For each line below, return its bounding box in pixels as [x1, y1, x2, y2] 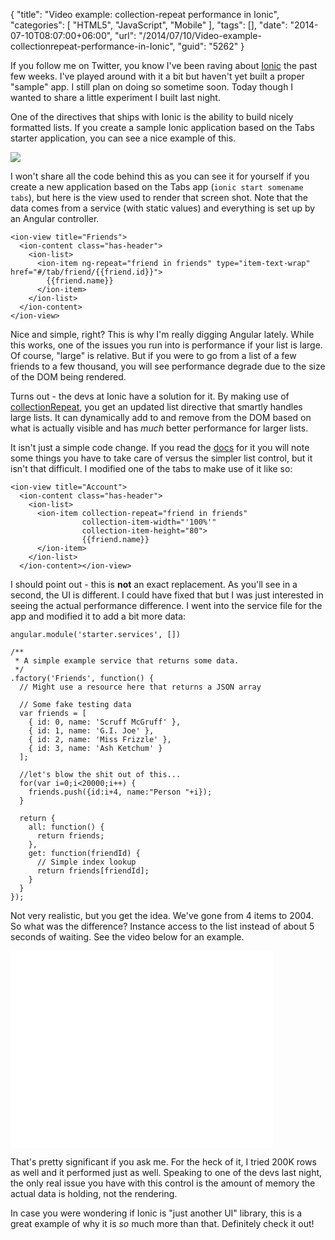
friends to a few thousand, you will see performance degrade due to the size [10, 360, 326, 372]
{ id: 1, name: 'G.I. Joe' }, [28, 726, 155, 736]
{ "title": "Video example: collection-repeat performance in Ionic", [10, 9, 280, 20]
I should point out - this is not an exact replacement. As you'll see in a [10, 579, 298, 590]
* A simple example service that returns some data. [14, 656, 240, 666]
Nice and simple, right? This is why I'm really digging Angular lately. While [10, 329, 315, 340]
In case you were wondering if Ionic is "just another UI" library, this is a [10, 1207, 303, 1219]
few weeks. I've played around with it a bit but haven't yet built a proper [10, 70, 305, 82]
